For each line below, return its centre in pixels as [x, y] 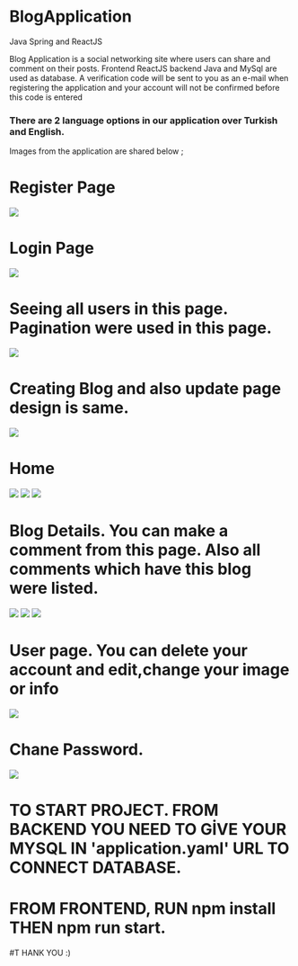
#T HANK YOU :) [40, 953]
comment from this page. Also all [135, 550]
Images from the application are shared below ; [96, 151]
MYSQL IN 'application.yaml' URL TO [149, 848]
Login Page [52, 248]
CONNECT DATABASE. [96, 868]
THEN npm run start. [88, 928]
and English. [37, 131]
